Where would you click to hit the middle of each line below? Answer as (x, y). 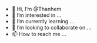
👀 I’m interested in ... (36, 15)
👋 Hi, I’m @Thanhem (36, 9)
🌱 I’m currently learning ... (43, 21)
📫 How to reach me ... (39, 34)
